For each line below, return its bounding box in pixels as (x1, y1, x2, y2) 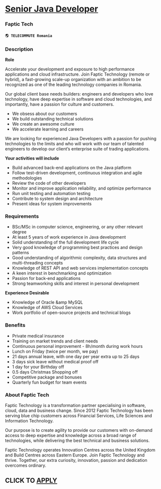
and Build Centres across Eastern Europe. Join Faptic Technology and (5, 452, 145, 458)
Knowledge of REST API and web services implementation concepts (12, 265, 149, 271)
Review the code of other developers (12, 180, 86, 186)
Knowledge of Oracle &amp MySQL (12, 299, 83, 305)
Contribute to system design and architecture (12, 196, 103, 201)
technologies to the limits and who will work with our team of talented (5, 141, 144, 147)
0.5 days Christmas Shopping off (12, 369, 78, 375)
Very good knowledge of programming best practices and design (12, 244, 143, 250)
